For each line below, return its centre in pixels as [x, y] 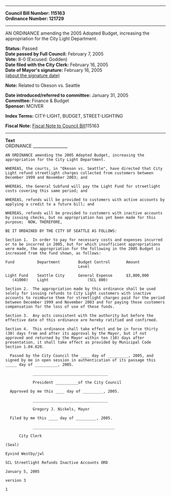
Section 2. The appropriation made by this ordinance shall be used [81, 289]
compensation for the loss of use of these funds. [60, 307]
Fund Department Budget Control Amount [73, 262]
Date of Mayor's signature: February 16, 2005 [54, 70]
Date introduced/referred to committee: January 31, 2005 [67, 95]
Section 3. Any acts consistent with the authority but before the [79, 316]
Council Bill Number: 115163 [35, 13]
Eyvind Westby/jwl [25, 454]
